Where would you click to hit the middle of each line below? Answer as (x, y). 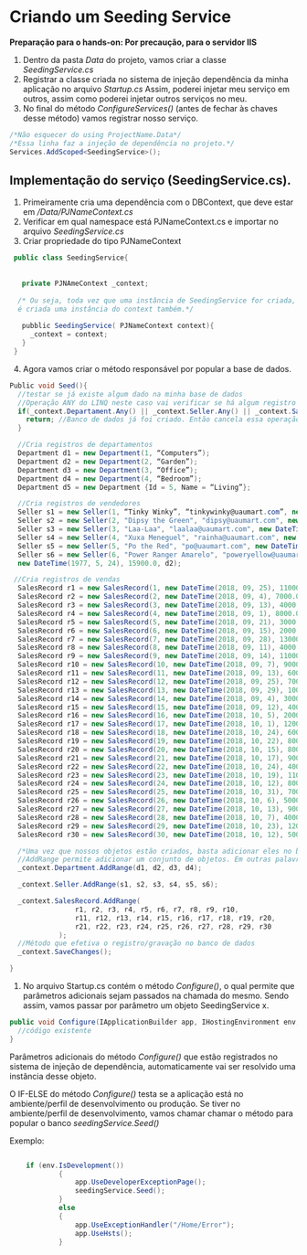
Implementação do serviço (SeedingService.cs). (150, 180)
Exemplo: (27, 1141)
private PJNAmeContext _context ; (85, 283)
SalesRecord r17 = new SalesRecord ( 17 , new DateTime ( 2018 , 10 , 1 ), (149, 724)
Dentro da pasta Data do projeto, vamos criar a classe (124, 59)
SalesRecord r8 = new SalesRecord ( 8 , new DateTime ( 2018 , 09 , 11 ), (147, 648)
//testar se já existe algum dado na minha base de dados (131, 394)
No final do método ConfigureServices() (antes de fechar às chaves (150, 108)
